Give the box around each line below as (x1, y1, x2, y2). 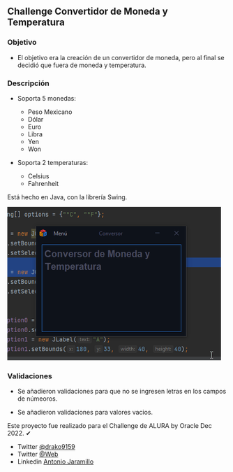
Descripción (7, 78, 50, 88)
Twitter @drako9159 (17, 443, 75, 451)
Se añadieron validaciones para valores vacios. (17, 408, 153, 417)
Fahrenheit (27, 179, 59, 187)
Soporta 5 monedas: (17, 94, 77, 102)
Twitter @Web (17, 450, 59, 459)
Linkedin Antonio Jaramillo (17, 457, 94, 466)
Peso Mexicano (27, 108, 73, 116)
